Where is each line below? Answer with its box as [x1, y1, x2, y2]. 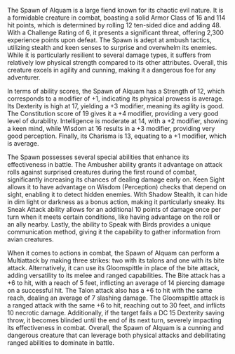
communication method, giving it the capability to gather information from [7, 228, 221, 236]
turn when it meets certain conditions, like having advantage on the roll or [7, 213, 220, 221]
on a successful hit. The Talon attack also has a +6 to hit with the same [7, 286, 213, 294]
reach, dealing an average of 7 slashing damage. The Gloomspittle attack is [7, 293, 225, 302]
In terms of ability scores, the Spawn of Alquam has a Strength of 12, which [7, 87, 225, 95]
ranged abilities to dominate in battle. [7, 339, 114, 347]
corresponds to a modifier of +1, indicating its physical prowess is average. [7, 94, 224, 103]
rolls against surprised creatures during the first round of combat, [7, 168, 197, 176]
